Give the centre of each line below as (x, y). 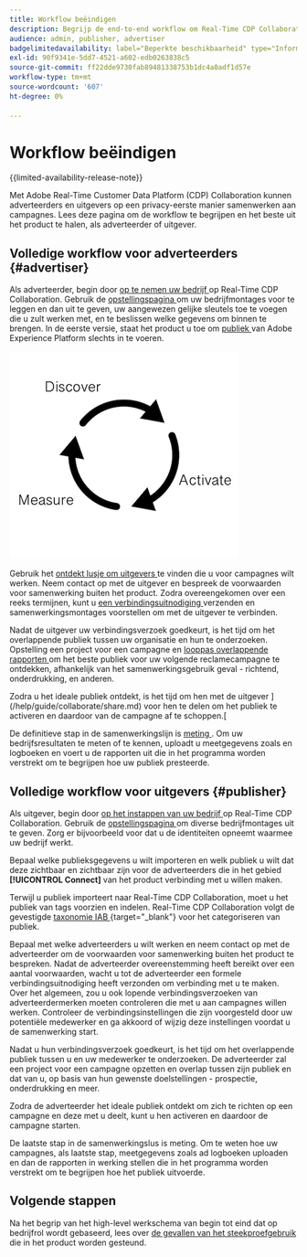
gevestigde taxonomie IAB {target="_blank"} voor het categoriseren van (145, 917)
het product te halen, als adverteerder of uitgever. (103, 225)
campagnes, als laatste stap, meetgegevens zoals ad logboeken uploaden (149, 1153)
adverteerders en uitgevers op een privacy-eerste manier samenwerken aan (153, 205)
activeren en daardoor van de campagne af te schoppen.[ (118, 716)
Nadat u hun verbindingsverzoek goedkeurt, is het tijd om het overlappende (152, 1049)
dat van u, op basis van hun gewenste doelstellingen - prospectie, (133, 1079)
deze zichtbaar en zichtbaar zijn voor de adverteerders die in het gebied (145, 870)
